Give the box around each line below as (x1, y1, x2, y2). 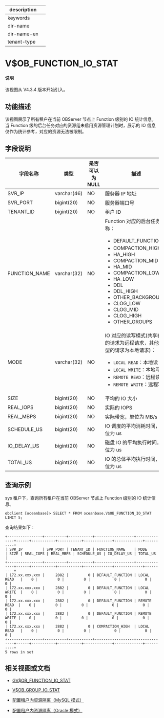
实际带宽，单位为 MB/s (104, 413, 158, 420)
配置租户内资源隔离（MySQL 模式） (12, 697, 84, 703)
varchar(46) (55, 190, 83, 197)
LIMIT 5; (5, 515, 23, 520)
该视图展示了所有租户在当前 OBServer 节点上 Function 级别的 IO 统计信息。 (5, 116, 156, 122)
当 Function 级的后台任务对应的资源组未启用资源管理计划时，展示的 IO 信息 (5, 122, 156, 129)
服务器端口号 (104, 200, 135, 206)
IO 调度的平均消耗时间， (104, 423, 161, 429)
